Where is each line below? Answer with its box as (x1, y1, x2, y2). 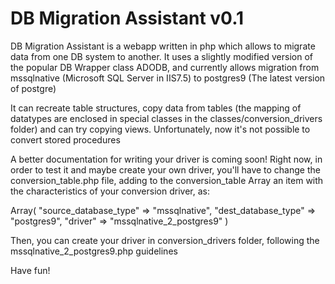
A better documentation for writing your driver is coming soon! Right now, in (10, 153, 323, 165)
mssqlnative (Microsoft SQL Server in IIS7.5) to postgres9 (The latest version (10, 72, 326, 84)
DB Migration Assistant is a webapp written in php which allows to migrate (10, 40, 316, 52)
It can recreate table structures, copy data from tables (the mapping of (10, 102, 302, 114)
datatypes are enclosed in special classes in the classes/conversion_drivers (10, 112, 323, 124)
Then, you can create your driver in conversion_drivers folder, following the (10, 234, 320, 246)
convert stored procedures (10, 133, 121, 146)
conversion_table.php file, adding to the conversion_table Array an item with (10, 174, 324, 186)
